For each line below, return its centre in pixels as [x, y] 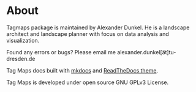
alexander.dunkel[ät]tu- [147, 52]
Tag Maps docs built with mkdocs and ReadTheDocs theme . [82, 70]
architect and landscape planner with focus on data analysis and [88, 34]
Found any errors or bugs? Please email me [61, 52]
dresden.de [21, 58]
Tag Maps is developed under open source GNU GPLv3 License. [88, 82]
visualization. [23, 40]
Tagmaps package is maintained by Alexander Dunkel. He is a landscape [98, 27]
